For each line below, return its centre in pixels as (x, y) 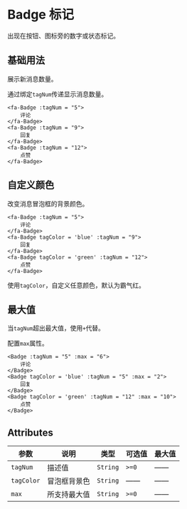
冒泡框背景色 (69, 481)
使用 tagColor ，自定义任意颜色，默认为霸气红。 (76, 285)
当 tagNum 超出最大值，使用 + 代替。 (56, 328)
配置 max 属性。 (28, 344)
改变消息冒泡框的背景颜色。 (48, 203)
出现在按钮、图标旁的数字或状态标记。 (63, 36)
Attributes (30, 432)
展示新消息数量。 (32, 78)
